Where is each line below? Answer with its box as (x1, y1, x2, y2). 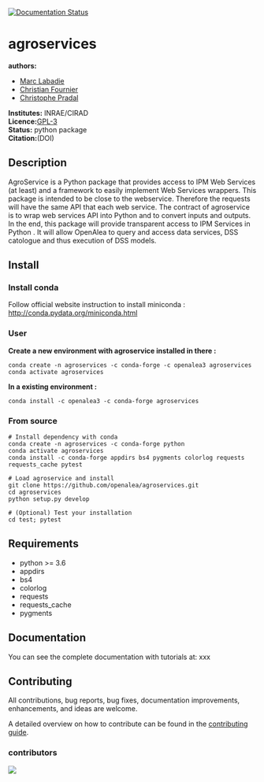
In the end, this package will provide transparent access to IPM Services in (8, 219, 251, 228)
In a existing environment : (8, 382, 97, 391)
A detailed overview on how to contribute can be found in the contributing (8, 719, 248, 728)
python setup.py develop (8, 495, 90, 503)
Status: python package (8, 124, 87, 134)
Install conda (8, 282, 59, 293)
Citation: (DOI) (8, 133, 55, 143)
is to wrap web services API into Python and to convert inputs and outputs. (8, 210, 251, 220)
